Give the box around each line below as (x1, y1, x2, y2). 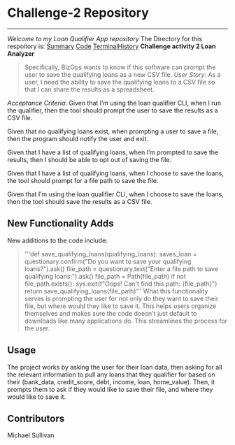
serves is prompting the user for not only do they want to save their (24, 294, 219, 302)
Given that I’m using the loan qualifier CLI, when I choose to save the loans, (7, 190, 224, 198)
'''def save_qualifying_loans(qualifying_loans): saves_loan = (24, 249, 197, 258)
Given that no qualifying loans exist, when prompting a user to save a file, (7, 127, 219, 136)
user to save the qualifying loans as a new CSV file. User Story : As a (24, 70, 221, 78)
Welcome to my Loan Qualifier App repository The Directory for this (7, 34, 203, 43)
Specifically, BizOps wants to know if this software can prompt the (24, 63, 216, 71)
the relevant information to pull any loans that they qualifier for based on (7, 370, 215, 379)
